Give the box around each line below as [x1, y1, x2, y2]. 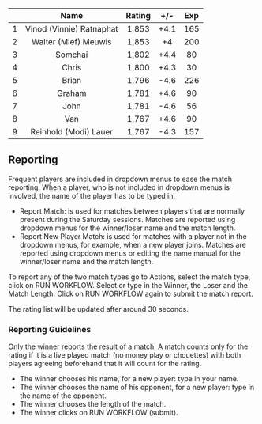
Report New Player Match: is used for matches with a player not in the [19, 231, 247, 240]
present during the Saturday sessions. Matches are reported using [19, 214, 236, 224]
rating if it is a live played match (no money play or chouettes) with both [8, 350, 241, 360]
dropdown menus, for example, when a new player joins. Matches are [19, 240, 246, 249]
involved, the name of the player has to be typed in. [8, 191, 176, 200]
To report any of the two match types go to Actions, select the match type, [8, 272, 251, 282]
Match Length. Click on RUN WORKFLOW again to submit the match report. [8, 289, 254, 298]
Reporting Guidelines [8, 324, 92, 335]
